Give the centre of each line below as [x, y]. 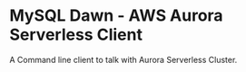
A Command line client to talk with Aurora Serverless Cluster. [123, 59]
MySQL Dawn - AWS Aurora [117, 16]
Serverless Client [76, 35]
